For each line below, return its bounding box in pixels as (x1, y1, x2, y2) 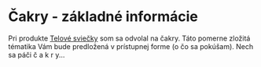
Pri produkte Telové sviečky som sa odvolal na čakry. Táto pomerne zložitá (8, 33, 251, 43)
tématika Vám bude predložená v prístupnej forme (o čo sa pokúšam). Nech (8, 41, 254, 51)
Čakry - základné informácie (8, 8, 198, 26)
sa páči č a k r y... (8, 50, 65, 59)
